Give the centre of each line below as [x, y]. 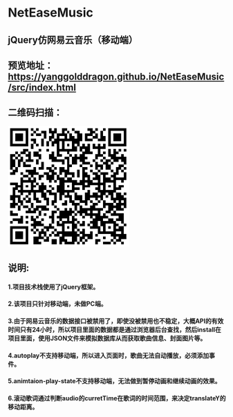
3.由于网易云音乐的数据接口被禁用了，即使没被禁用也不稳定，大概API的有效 [116, 321]
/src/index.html [42, 87]
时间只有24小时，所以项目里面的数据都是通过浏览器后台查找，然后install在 [115, 329]
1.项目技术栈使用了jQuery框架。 [54, 287]
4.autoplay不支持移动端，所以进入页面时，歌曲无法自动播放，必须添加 [109, 355]
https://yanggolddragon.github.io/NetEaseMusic [116, 76]
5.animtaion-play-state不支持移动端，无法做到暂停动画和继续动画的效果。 [114, 381]
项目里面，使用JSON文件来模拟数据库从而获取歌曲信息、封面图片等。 [107, 338]
